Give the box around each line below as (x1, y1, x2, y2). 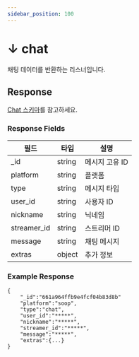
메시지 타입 (84, 183, 120, 193)
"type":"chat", (20, 305, 65, 313)
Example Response (7, 271, 75, 281)
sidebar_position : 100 (7, 10, 74, 18)
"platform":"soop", (20, 300, 78, 307)
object (56, 249, 78, 259)
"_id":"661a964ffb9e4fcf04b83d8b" (20, 293, 121, 300)
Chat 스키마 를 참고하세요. (7, 105, 78, 114)
